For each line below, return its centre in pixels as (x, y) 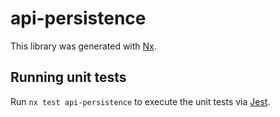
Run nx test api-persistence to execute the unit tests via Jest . (140, 101)
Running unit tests (68, 77)
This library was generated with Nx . (83, 46)
